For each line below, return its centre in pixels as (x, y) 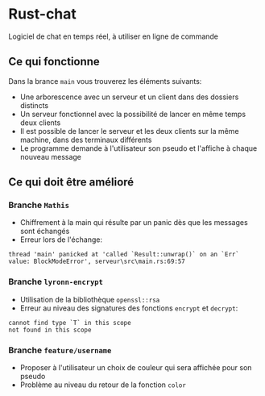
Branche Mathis (39, 205)
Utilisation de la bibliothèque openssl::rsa (90, 299)
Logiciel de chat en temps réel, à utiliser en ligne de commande (114, 36)
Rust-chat (42, 14)
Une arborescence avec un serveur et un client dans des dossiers (129, 97)
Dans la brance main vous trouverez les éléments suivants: (105, 81)
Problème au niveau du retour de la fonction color (103, 385)
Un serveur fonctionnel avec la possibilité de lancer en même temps (133, 114)
